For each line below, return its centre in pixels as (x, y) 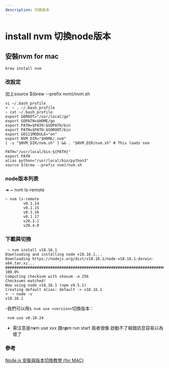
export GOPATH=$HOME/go (30, 121)
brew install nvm (23, 68)
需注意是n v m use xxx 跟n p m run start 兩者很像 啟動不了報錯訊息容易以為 (88, 328)
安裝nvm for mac (32, 57)
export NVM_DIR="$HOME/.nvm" (36, 138)
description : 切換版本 (27, 10)
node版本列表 (22, 178)
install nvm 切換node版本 (58, 36)
